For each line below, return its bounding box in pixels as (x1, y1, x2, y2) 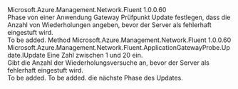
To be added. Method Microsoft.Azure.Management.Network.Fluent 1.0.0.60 (7, 36, 232, 44)
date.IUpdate (7, 51, 46, 59)
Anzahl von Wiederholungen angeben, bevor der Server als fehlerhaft (7, 21, 212, 29)
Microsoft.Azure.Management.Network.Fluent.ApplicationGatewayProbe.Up (7, 43, 230, 51)
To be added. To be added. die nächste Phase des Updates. (7, 73, 183, 82)
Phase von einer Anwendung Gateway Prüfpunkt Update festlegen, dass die (7, 13, 231, 21)
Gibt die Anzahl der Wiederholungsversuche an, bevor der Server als (7, 58, 210, 67)
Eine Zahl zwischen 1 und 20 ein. (46, 51, 143, 59)
